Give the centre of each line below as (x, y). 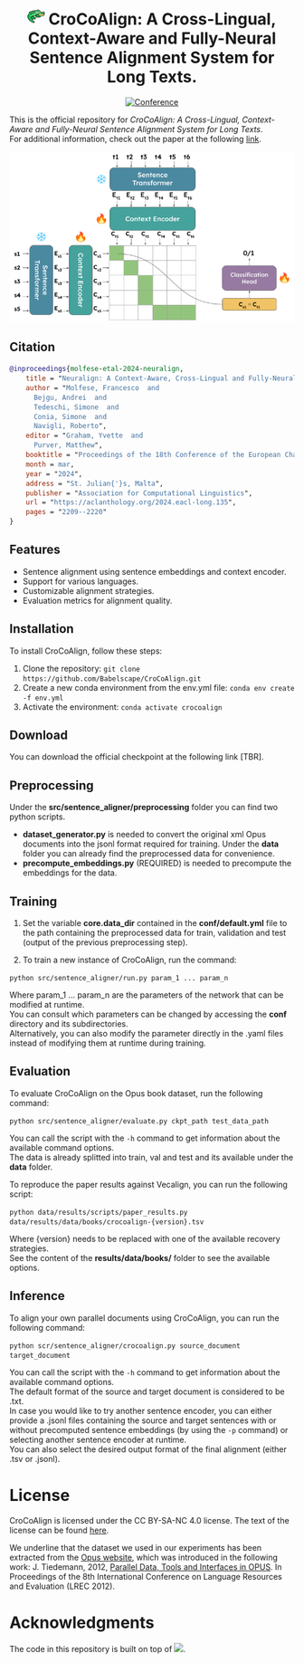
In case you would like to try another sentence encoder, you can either (141, 1410)
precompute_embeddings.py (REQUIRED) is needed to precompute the (157, 864)
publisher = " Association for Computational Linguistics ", (139, 493)
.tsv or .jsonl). (35, 1458)
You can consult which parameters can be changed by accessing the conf (148, 1014)
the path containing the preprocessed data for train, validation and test (154, 933)
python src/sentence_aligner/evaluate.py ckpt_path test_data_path (139, 1121)
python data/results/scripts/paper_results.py (99, 1212)
